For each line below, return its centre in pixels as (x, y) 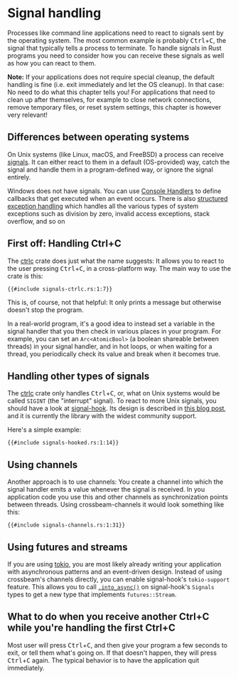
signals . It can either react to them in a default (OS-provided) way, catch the (119, 162)
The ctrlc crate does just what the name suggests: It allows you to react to (116, 261)
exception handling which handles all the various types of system (103, 206)
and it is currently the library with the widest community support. (102, 416)
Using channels (43, 465)
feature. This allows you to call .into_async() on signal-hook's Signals (111, 587)
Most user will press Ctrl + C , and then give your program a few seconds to (118, 645)
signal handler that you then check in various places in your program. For (114, 331)
